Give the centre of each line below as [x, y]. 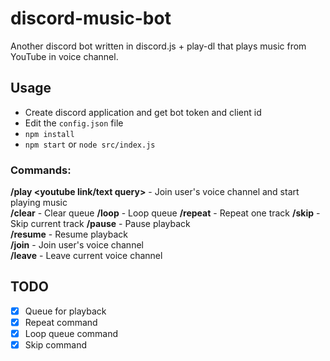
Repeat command [61, 322]
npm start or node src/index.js [90, 144]
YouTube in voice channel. [64, 56]
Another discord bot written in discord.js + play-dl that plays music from [158, 46]
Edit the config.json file [74, 123]
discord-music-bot [91, 18]
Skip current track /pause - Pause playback [100, 224]
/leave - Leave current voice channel [86, 256]
